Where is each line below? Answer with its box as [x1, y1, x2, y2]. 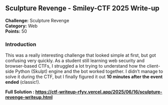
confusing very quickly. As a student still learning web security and [5, 58, 145, 64]
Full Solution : [5, 89, 34, 95]
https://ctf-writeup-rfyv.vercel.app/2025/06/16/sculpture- [35, 89, 162, 95]
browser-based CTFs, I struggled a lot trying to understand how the [5, 63, 146, 69]
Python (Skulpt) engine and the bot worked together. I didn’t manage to [15, 68, 163, 75]
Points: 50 [5, 28, 27, 34]
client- [146, 63, 160, 69]
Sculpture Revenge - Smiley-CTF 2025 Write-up [5, 4, 160, 13]
